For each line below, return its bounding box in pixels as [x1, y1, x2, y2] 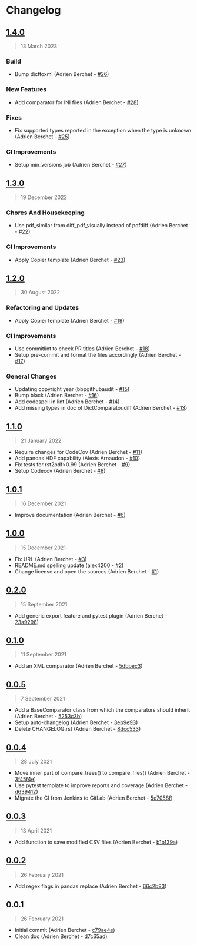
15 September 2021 [20, 601, 68, 608]
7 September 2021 [20, 695, 65, 702]
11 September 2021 [20, 651, 66, 658]
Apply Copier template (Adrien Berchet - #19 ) [14, 317, 125, 324]
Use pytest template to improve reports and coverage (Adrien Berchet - [14, 781, 188, 789]
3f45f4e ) [14, 775, 36, 782]
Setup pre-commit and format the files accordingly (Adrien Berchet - [14, 352, 181, 358]
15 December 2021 [20, 544, 66, 551]
